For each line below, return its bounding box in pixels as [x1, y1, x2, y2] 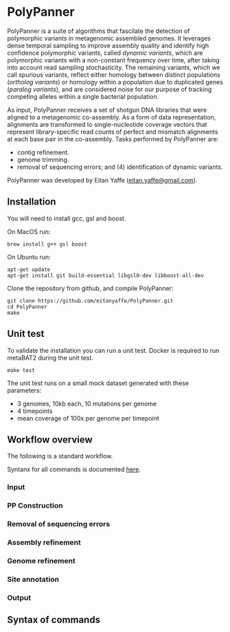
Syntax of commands [7, 614, 101, 626]
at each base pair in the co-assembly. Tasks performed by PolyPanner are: [7, 134, 219, 143]
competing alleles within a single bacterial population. [7, 92, 159, 100]
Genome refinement [7, 556, 76, 565]
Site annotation [7, 574, 60, 584]
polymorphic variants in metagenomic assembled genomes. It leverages [7, 34, 211, 42]
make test [7, 366, 36, 374]
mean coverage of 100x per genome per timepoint [16, 414, 159, 422]
